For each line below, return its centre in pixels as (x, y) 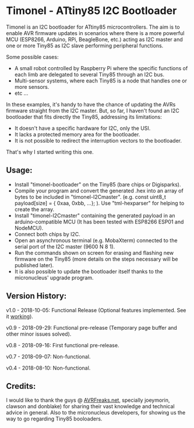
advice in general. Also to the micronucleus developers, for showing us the (96, 413)
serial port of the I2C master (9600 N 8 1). (65, 246)
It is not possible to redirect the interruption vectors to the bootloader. (98, 140)
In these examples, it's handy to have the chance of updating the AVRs (91, 104)
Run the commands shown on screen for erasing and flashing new (94, 253)
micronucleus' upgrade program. (54, 277)
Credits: (21, 386)
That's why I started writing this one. (50, 152)
